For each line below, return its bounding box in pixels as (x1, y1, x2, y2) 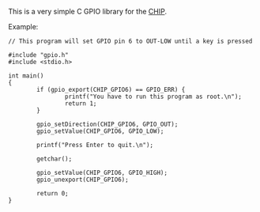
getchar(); (36, 155, 73, 163)
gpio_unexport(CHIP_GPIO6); (36, 176, 129, 184)
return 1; (64, 100, 97, 108)
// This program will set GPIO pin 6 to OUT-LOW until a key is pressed (8, 37, 253, 45)
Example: (8, 22, 39, 31)
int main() (8, 72, 44, 80)
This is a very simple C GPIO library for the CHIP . (8, 7, 168, 16)
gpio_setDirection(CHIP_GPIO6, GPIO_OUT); (36, 120, 179, 128)
